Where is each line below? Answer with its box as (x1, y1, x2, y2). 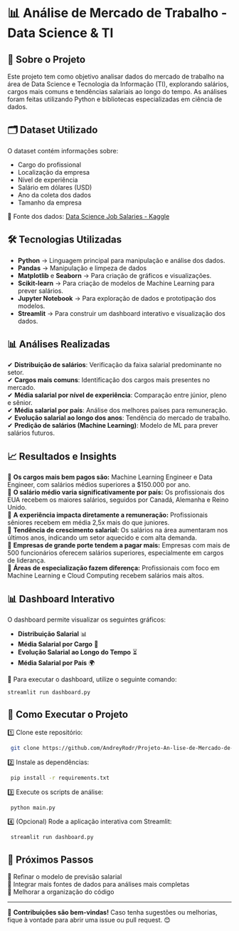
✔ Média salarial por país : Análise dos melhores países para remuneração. (7, 406, 228, 415)
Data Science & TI (7, 25, 114, 41)
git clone (10, 744, 40, 751)
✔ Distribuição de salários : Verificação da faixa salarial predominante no (7, 361, 222, 369)
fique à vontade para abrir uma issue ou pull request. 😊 (7, 916, 171, 925)
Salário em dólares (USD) (17, 182, 92, 192)
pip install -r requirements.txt (10, 774, 110, 781)
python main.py (10, 804, 55, 811)
